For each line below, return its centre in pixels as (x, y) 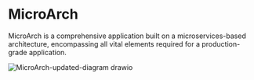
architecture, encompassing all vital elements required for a (104, 43)
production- (221, 43)
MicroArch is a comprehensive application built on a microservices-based (127, 36)
